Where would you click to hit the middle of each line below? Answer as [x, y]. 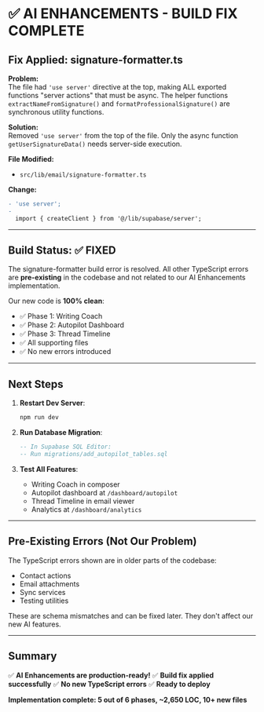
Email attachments [49, 584]
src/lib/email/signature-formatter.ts [83, 175]
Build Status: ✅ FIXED [62, 251]
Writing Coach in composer [75, 484]
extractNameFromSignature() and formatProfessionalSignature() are [119, 104]
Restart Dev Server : [52, 403]
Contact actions [45, 575]
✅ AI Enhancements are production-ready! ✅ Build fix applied [111, 675]
